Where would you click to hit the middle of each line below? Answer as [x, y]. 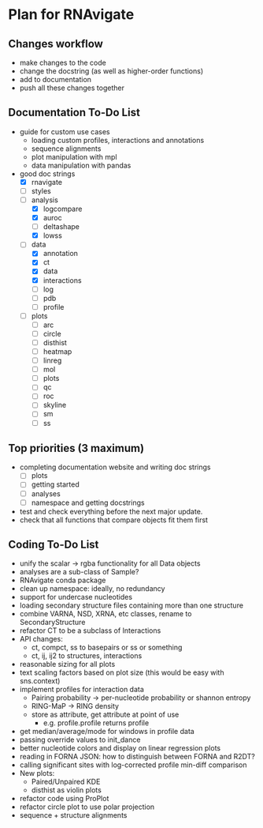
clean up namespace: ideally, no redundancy [92, 589]
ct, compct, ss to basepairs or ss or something [107, 647]
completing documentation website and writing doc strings [115, 467]
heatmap [57, 352]
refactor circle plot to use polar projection [87, 807]
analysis [45, 200]
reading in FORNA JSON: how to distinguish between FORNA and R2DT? [137, 757]
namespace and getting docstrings [88, 502]
